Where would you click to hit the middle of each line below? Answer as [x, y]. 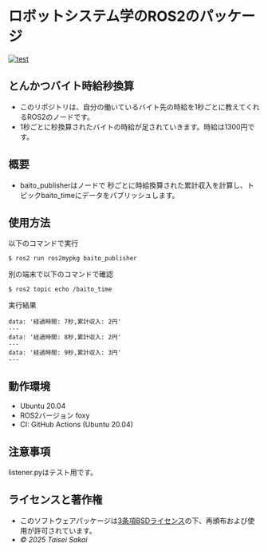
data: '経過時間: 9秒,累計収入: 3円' [65, 353]
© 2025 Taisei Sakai [53, 539]
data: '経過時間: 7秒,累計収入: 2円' [65, 322]
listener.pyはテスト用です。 [53, 472]
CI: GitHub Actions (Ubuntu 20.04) [77, 425]
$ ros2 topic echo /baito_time [60, 289]
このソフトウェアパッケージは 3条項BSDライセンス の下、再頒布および [134, 521]
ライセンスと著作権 [55, 500]
